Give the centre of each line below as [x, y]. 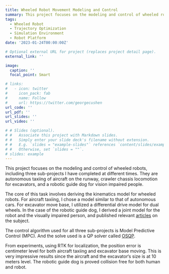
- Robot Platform [28, 38]
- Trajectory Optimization [38, 29]
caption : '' [22, 70]
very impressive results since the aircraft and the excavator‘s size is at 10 [81, 256]
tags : [11, 19]
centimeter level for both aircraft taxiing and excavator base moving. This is [83, 251]
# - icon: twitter [27, 89]
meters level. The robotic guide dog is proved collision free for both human [83, 262]
